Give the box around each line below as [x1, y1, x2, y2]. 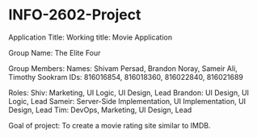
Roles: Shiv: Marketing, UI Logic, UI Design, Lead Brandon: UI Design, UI [8, 87, 249, 98]
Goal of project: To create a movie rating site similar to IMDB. [8, 120, 211, 130]
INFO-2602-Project [8, 6, 141, 24]
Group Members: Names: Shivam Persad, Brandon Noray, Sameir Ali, [8, 63, 238, 73]
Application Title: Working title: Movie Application [8, 32, 172, 42]
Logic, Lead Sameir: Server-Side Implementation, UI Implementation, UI [8, 96, 246, 106]
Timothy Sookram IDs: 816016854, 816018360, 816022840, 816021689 [8, 72, 244, 82]
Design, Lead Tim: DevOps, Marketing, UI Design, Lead [8, 105, 192, 115]
